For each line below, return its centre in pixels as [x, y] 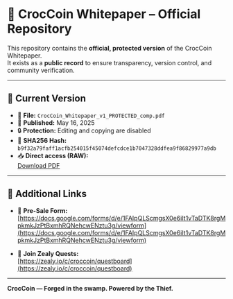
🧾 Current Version [47, 99]
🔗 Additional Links [47, 194]
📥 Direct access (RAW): [53, 155]
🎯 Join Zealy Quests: [48, 253]
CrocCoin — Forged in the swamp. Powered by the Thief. [90, 288]
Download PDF [38, 165]
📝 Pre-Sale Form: [42, 210]
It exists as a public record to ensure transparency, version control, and [110, 62]
